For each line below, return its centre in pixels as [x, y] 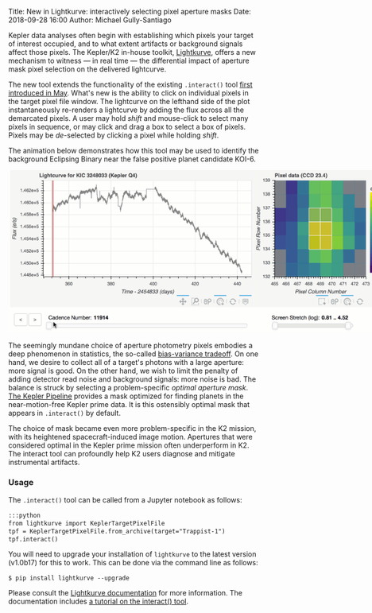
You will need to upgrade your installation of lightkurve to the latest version [132, 554]
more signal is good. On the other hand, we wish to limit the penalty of [123, 371]
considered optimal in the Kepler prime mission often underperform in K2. [129, 445]
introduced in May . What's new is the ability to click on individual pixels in [128, 93]
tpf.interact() [33, 539]
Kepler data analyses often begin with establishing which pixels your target [131, 35]
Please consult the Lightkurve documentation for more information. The [126, 592]
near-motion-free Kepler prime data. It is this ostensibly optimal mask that [129, 404]
